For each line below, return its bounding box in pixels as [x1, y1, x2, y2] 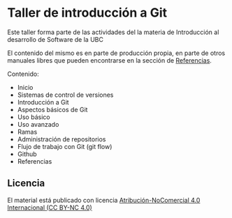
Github [17, 150, 37, 158]
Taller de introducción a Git [7, 5, 168, 21]
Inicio [17, 83, 34, 91]
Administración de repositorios [17, 134, 106, 143]
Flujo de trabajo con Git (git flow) [17, 142, 113, 150]
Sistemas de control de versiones [17, 91, 114, 99]
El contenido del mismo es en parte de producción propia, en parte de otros [7, 49, 226, 57]
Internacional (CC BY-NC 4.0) [7, 203, 92, 212]
